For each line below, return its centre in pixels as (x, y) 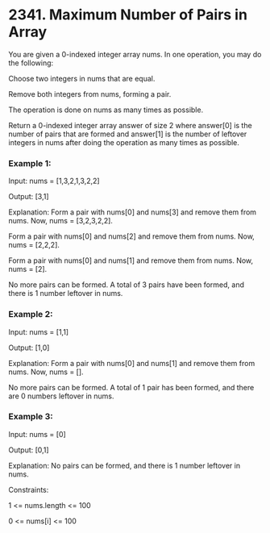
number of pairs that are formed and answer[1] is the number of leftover (128, 134)
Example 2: (31, 314)
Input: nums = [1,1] (39, 331)
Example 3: (31, 417)
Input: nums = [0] (37, 434)
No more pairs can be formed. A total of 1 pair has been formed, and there (131, 387)
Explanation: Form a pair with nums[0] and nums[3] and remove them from (132, 212)
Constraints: (29, 489)
